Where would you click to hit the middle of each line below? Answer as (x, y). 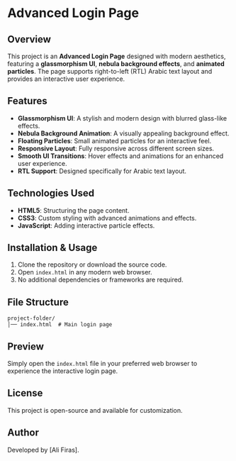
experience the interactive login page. (63, 371)
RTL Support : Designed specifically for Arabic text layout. (102, 171)
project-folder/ (31, 318)
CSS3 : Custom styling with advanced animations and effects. (107, 218)
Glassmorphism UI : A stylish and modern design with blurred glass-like (122, 118)
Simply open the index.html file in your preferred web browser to (102, 364)
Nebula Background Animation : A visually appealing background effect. (123, 133)
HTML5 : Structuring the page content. (73, 210)
